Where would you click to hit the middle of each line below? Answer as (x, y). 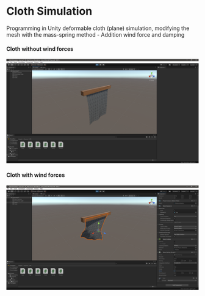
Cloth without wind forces (40, 49)
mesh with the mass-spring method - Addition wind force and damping (95, 34)
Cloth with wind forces (36, 175)
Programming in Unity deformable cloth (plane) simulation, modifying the (98, 28)
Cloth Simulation (49, 11)
